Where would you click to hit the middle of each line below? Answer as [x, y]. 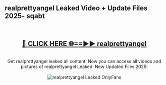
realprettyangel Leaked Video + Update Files [76, 8]
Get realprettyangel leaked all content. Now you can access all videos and [84, 61]
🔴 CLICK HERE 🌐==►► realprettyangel [84, 44]
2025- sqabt [25, 16]
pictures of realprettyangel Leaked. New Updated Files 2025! [84, 66]
